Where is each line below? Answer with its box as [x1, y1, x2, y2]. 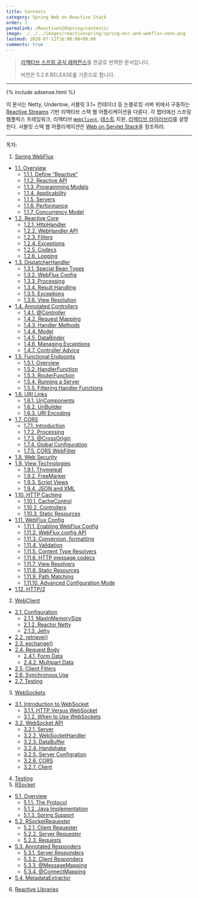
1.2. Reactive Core [14, 214, 59, 222]
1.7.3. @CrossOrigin [23, 434, 71, 441]
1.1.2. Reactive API [23, 177, 68, 184]
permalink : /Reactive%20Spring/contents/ [6, 25, 110, 31]
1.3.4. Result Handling [23, 283, 77, 290]
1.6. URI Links [14, 390, 48, 398]
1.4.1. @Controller [23, 309, 66, 316]
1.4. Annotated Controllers [14, 302, 78, 309]
